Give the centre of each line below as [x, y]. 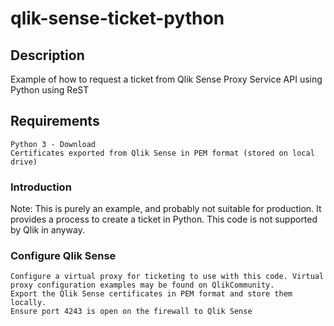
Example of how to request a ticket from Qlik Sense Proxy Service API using [166, 79]
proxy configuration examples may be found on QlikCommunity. [142, 285]
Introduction [41, 187]
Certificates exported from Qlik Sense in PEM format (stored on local [162, 153]
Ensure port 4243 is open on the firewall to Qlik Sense [131, 312]
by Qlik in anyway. [48, 230]
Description [47, 55]
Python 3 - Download [53, 144]
